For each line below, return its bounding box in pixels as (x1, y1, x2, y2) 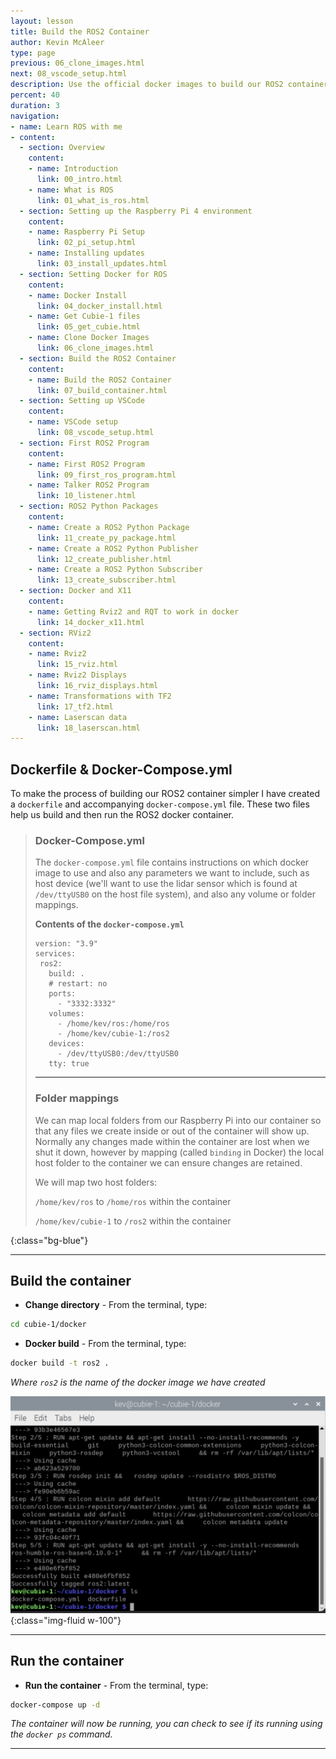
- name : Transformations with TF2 (28, 691, 172, 701)
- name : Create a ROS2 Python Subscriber (28, 565, 203, 575)
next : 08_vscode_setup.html (10, 69, 128, 79)
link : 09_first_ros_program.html (36, 470, 177, 480)
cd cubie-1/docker (10, 1320, 87, 1330)
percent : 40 (10, 90, 60, 100)
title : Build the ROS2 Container (10, 26, 150, 37)
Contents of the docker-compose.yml (34, 918, 185, 930)
